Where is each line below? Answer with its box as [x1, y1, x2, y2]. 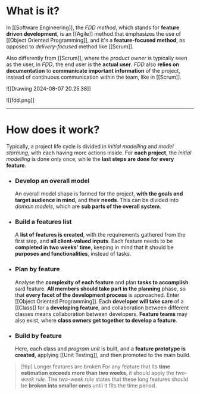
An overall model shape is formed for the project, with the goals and [14, 190, 183, 197]
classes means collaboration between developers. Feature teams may [14, 310, 187, 317]
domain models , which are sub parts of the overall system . [14, 203, 162, 210]
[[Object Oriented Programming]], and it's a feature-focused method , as [6, 36, 186, 44]
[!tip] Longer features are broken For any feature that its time [20, 363, 171, 370]
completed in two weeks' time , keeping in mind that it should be [14, 244, 174, 251]
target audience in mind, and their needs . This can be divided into [14, 197, 179, 204]
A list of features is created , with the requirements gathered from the [14, 231, 186, 238]
